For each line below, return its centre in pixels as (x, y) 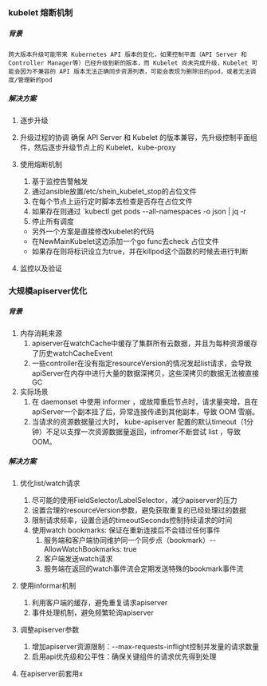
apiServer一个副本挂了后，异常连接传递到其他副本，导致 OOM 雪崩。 (145, 411)
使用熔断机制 (41, 164)
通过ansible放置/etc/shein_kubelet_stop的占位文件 (114, 191)
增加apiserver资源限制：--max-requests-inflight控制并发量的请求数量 (145, 646)
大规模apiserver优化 (48, 291)
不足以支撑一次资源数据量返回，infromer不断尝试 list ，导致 (143, 431)
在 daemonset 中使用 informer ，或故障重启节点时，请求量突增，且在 (145, 401)
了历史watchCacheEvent (72, 353)
